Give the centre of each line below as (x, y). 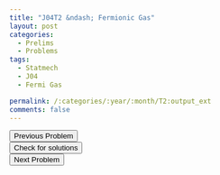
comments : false (40, 109)
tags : (19, 60)
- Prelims (36, 43)
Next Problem (37, 160)
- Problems (38, 51)
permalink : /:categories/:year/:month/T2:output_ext (110, 101)
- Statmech (38, 69)
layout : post (34, 26)
